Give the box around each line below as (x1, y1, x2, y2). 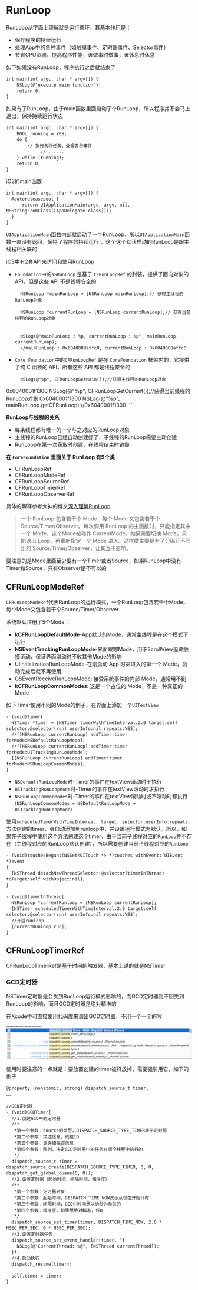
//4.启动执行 (11, 1255, 40, 1262)
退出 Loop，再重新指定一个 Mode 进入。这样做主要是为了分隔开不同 (25, 537, 191, 544)
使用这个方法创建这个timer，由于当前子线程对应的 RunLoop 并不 (37, 833, 187, 840)
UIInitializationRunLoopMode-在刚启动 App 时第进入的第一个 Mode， (14, 660, 183, 667)
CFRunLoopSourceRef (14, 477, 70, 484)
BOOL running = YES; (16, 130, 67, 136)
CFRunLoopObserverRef (14, 490, 75, 497)
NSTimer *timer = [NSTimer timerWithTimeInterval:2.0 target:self (11, 719, 178, 726)
